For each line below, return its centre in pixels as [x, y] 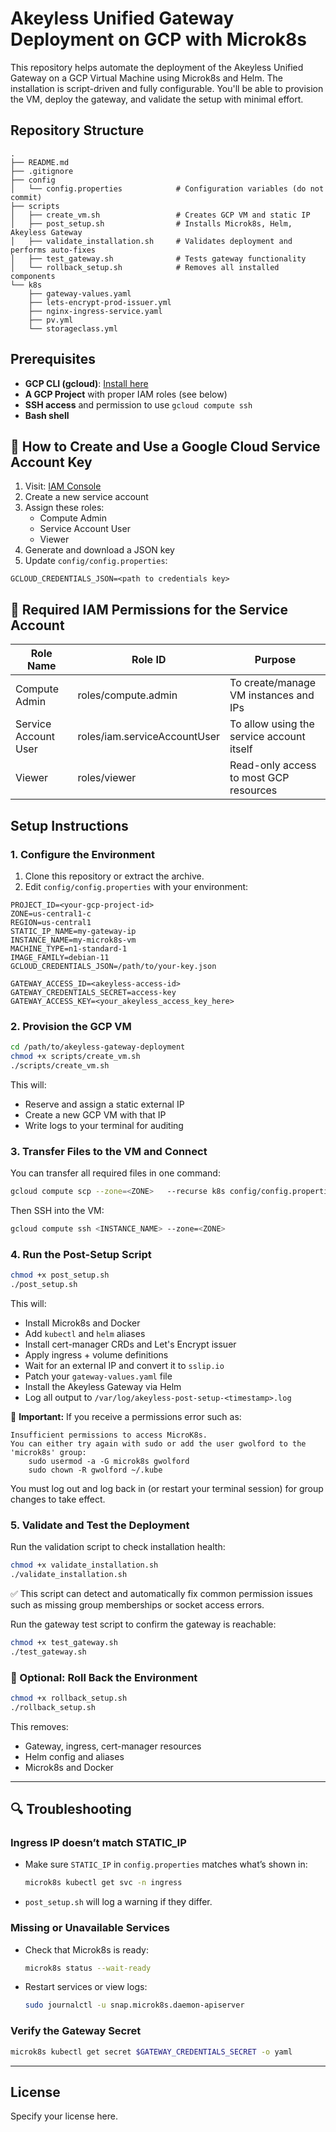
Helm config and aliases [74, 1756]
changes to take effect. [58, 1499]
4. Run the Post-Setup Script [81, 1254]
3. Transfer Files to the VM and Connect [109, 1151]
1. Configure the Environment [82, 854]
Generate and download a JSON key [99, 550]
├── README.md [40, 162]
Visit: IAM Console [63, 486]
